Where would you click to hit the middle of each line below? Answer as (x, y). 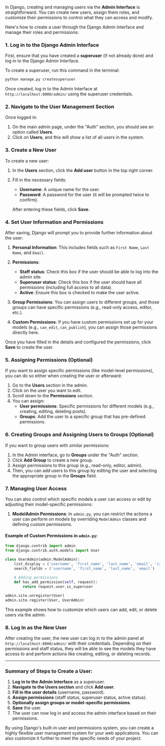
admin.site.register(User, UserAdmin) (45, 600)
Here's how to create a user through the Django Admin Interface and (74, 27)
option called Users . (33, 132)
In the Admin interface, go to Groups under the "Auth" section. (75, 455)
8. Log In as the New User (36, 627)
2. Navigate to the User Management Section (60, 107)
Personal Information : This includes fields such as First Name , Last (81, 248)
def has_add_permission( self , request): (56, 582)
